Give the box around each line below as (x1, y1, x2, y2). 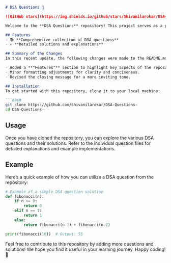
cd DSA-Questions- (5, 107, 44, 112)
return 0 (23, 203, 42, 208)
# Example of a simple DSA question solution (5, 189, 103, 194)
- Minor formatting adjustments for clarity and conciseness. (5, 69, 140, 75)
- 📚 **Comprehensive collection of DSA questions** (5, 37, 119, 42)
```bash (5, 97, 22, 103)
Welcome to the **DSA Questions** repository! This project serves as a (5, 23, 163, 28)
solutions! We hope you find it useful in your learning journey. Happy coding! (5, 246, 166, 252)
